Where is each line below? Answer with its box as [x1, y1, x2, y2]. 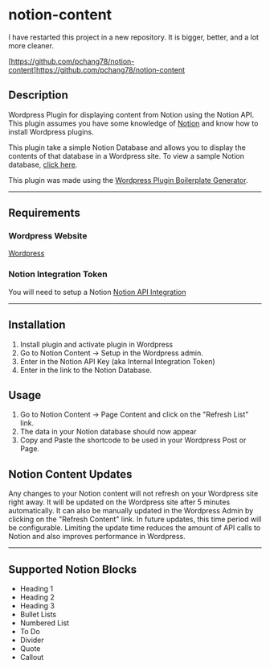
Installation [8, 318, 66, 332]
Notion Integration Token [8, 268, 108, 280]
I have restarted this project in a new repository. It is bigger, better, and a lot [8, 32, 260, 42]
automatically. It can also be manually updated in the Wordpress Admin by [8, 506, 254, 516]
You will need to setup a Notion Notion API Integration [8, 287, 186, 297]
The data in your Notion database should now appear [19, 427, 197, 437]
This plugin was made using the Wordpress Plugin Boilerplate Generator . [8, 175, 248, 185]
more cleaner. [8, 40, 55, 50]
